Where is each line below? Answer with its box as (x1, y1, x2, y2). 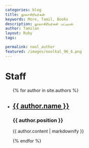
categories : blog (5, 7, 42, 13)
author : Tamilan (5, 26, 39, 31)
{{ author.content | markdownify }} (12, 128, 84, 134)
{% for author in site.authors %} (12, 87, 79, 93)
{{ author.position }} (12, 116, 63, 123)
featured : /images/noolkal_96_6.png (5, 49, 82, 54)
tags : (5, 36, 17, 41)
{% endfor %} (12, 138, 42, 144)
